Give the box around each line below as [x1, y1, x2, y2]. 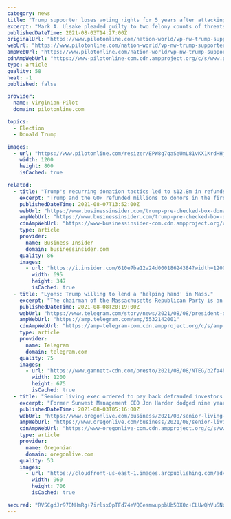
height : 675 [32, 380, 67, 387]
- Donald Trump [13, 131, 57, 138]
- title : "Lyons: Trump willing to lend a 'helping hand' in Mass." [13, 290, 214, 297]
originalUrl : [7, 36, 45, 43]
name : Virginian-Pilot [13, 99, 78, 107]
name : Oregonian [25, 444, 72, 451]
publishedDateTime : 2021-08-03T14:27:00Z [7, 29, 128, 37]
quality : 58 [7, 68, 41, 74]
